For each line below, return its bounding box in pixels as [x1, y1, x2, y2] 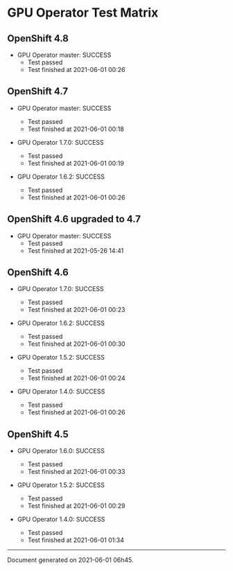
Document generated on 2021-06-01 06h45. [7, 556, 134, 564]
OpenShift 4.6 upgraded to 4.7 [7, 213, 141, 225]
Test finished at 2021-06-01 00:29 [27, 502, 126, 510]
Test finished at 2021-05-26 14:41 [27, 246, 124, 254]
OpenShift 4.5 [7, 428, 69, 440]
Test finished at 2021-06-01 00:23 [27, 306, 126, 314]
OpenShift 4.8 [7, 33, 69, 44]
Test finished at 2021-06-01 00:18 [27, 125, 125, 133]
